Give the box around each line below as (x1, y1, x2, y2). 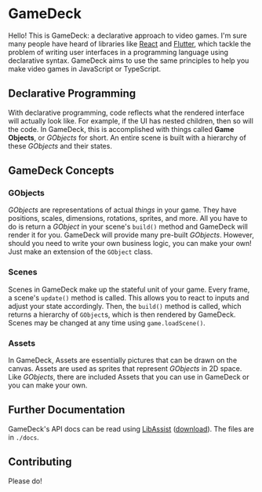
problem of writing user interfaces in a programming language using (8, 47, 229, 57)
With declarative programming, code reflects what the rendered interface (8, 108, 245, 117)
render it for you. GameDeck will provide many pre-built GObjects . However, (8, 230, 255, 240)
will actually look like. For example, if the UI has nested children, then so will (8, 116, 253, 126)
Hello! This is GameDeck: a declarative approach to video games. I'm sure (8, 31, 247, 40)
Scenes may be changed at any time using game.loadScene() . (8, 318, 206, 327)
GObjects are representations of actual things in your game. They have (8, 205, 237, 215)
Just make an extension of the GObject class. (8, 247, 153, 256)
